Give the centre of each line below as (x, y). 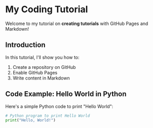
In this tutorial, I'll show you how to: (43, 57)
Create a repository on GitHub (44, 67)
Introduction (25, 45)
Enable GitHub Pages (35, 72)
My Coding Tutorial (47, 9)
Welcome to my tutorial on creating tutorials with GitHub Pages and (77, 23)
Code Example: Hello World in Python (66, 94)
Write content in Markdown (41, 78)
